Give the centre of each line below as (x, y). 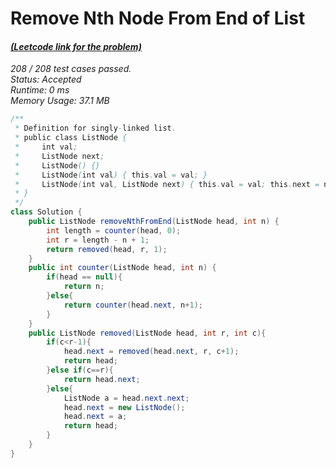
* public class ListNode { (71, 138)
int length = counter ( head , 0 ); (114, 230)
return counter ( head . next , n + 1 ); (133, 305)
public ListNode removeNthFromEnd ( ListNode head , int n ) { (154, 222)
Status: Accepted (46, 79)
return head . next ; (102, 379)
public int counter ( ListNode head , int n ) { (122, 268)
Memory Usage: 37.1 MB (60, 101)
